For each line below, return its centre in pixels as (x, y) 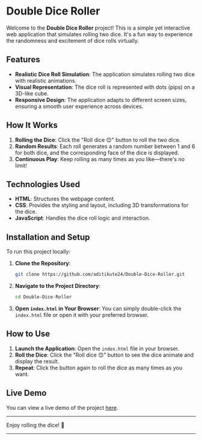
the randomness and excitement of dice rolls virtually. (73, 40)
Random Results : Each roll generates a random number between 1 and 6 (105, 146)
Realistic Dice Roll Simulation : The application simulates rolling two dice (105, 74)
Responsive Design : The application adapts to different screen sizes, (101, 100)
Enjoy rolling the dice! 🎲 (35, 425)
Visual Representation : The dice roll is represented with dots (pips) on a (105, 87)
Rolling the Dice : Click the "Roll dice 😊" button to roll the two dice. (98, 139)
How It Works (32, 125)
